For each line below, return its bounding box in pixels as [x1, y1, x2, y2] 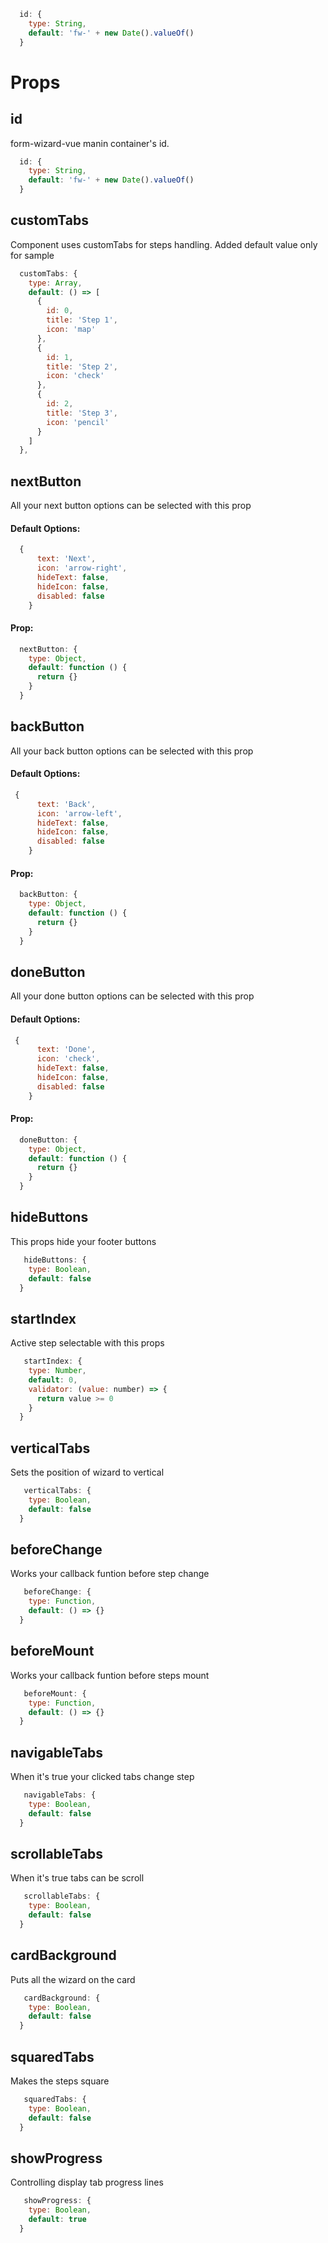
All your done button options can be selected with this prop [10, 990, 255, 1002]
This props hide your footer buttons [10, 1235, 157, 1247]
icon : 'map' [46, 325, 97, 335]
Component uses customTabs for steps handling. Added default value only [10, 238, 318, 250]
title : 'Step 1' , [46, 315, 118, 325]
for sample [10, 249, 55, 261]
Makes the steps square [10, 2075, 110, 2087]
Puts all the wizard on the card [10, 1973, 136, 1985]
